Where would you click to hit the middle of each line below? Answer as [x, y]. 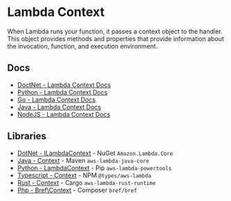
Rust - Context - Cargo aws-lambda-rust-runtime [86, 182]
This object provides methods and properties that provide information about [115, 38]
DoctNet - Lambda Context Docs [64, 85]
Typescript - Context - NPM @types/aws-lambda [84, 175]
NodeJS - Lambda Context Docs [64, 114]
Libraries [27, 136]
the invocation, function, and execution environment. [83, 46]
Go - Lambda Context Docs [56, 99]
